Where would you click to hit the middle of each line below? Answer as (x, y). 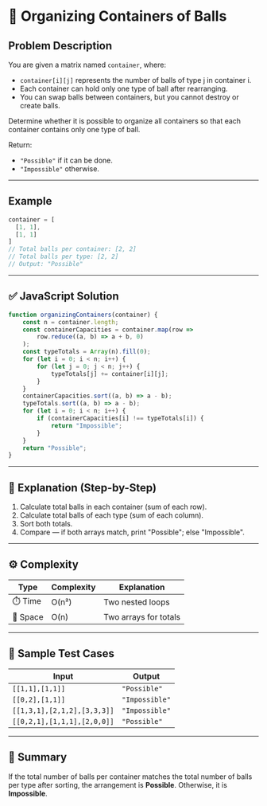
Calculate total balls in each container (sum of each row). (113, 507)
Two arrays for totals (142, 616)
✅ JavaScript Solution (64, 297)
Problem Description (60, 46)
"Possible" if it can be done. (66, 160)
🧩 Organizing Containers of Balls (118, 16)
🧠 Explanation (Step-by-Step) (83, 488)
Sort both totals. (46, 524)
